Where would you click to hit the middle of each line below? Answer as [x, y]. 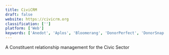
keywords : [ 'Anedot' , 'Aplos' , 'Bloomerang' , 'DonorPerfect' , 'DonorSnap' [86, 33]
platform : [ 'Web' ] [25, 28]
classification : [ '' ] [28, 24]
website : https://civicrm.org [37, 19]
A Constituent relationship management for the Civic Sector [67, 47]
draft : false [19, 14]
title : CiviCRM [21, 10]
